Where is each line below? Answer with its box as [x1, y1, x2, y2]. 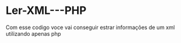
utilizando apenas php [5, 30, 61, 37]
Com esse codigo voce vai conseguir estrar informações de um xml [5, 24, 176, 31]
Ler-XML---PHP [5, 4, 87, 18]
